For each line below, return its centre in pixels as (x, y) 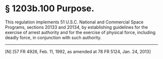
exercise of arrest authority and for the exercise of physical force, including (80, 32)
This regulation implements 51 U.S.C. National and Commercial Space (74, 22)
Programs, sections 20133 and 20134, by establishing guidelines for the (76, 27)
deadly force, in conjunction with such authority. (53, 38)
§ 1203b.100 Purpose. (50, 9)
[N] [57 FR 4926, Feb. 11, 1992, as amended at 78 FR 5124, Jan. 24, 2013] (78, 51)
